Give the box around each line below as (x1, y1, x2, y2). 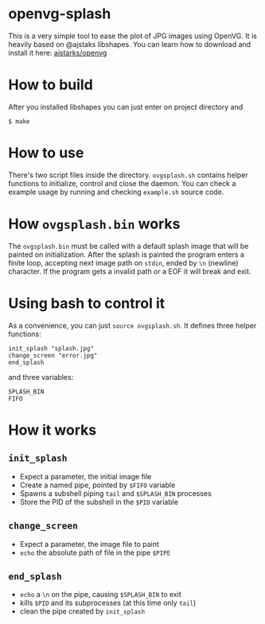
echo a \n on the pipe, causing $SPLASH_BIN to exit (19, 590, 181, 599)
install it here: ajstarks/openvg (8, 48, 107, 57)
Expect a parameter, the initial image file (19, 471, 152, 481)
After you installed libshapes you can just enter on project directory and (8, 102, 244, 111)
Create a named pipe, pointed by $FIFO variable (19, 480, 176, 490)
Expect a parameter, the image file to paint (19, 539, 159, 548)
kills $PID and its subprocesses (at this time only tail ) (19, 598, 197, 608)
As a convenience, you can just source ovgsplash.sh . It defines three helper (8, 320, 257, 330)
